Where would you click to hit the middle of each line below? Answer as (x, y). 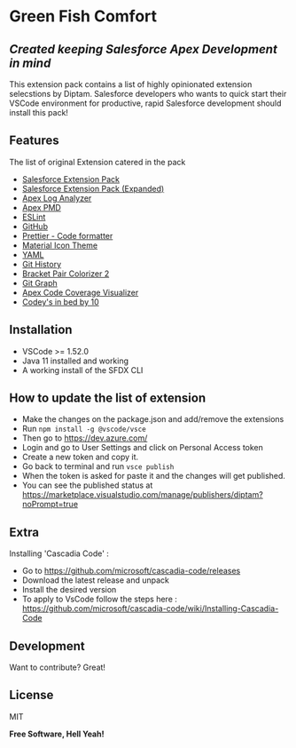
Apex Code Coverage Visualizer (80, 292)
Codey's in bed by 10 (60, 302)
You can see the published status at (87, 485)
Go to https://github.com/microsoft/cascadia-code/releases (131, 571)
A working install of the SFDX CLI (82, 370)
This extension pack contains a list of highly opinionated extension (131, 84)
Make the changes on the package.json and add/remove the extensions (153, 419)
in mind (30, 63)
